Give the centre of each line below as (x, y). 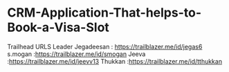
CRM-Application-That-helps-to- (104, 13)
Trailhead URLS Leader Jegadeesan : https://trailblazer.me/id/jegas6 (105, 46)
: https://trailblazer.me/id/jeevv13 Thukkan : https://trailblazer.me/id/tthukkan (115, 61)
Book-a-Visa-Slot (58, 27)
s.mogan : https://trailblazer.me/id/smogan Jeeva (76, 54)
